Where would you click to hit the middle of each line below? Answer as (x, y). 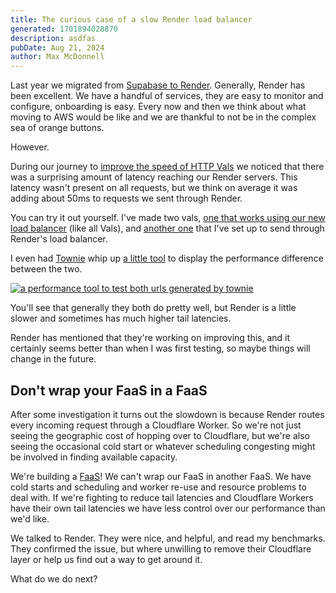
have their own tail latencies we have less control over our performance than (168, 508)
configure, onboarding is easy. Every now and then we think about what (158, 107)
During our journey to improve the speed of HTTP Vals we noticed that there (167, 167)
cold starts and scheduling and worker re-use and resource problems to (158, 487)
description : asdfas (53, 38)
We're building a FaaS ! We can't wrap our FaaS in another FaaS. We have (161, 476)
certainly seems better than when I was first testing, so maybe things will (160, 348)
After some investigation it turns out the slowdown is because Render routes (167, 414)
